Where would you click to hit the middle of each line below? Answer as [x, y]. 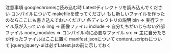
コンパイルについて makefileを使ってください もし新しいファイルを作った [88, 14]
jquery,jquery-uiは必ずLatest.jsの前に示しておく [61, 45]
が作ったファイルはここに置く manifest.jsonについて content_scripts [77, 39]
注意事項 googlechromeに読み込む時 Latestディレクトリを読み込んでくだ [82, 7]
